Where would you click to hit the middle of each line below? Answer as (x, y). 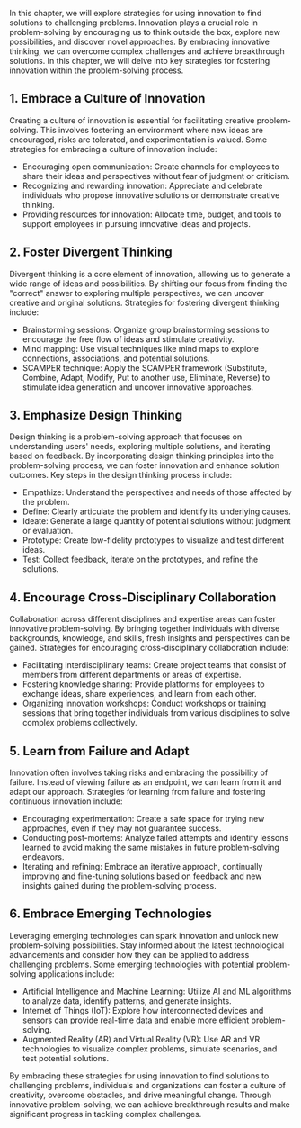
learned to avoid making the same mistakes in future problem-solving (151, 848)
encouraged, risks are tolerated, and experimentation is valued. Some (138, 140)
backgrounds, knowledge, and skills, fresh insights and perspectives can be (150, 638)
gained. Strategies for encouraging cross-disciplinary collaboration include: (149, 648)
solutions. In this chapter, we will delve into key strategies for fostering (140, 61)
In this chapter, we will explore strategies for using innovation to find (136, 13)
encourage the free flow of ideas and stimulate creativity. (128, 339)
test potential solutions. (66, 1058)
